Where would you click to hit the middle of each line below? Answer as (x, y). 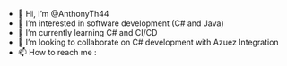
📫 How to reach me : (57, 52)
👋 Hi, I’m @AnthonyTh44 (63, 14)
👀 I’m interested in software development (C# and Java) (121, 23)
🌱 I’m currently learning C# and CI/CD (87, 33)
